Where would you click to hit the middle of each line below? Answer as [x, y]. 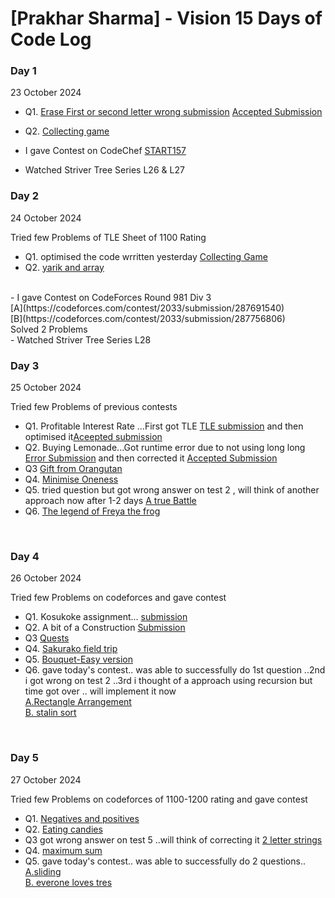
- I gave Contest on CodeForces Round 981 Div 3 [111, 297]
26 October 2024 [46, 578]
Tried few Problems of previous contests [94, 407]
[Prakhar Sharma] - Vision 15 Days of [166, 18]
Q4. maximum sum [63, 850]
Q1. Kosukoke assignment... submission [106, 617]
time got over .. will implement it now [100, 691]
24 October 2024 [46, 218]
